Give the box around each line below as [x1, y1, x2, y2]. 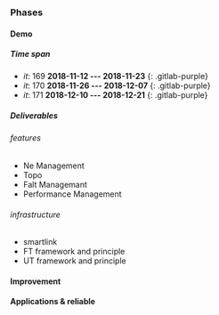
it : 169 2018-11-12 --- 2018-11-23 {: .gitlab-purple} [22, 71, 208, 82]
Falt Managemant [22, 180, 88, 190]
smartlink [22, 237, 58, 247]
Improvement [10, 276, 61, 287]
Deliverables [10, 110, 59, 121]
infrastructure [10, 209, 61, 220]
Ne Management [22, 160, 85, 171]
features [10, 133, 41, 143]
